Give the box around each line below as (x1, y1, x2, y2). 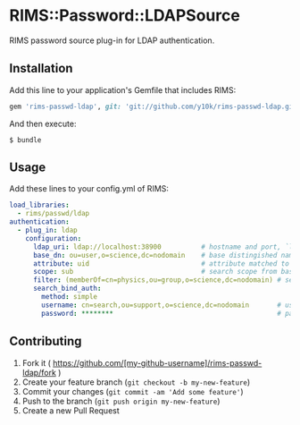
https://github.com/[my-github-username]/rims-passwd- (52, 357, 262, 368)
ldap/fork (21, 367, 56, 378)
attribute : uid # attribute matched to (32, 259, 290, 268)
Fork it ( (21, 357, 52, 368)
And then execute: (9, 118, 77, 129)
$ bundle (9, 135, 42, 144)
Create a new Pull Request (21, 404, 121, 416)
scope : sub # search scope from (32, 268, 278, 276)
